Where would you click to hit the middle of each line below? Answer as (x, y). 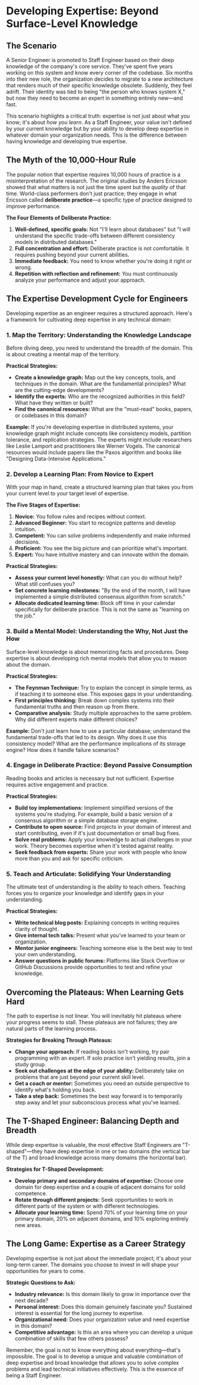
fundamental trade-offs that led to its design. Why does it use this (86, 737)
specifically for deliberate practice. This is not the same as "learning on (102, 609)
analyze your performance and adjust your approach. (80, 280)
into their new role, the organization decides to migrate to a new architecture (100, 79)
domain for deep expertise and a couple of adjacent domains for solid (100, 1187)
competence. (31, 1193)
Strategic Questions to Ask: (41, 1282)
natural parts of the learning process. (52, 1028)
